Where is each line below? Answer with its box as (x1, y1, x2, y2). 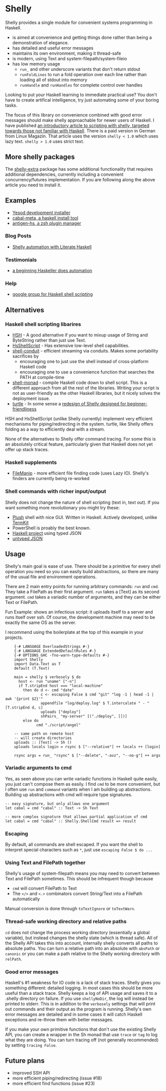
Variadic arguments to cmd (5, 764, 72, 771)
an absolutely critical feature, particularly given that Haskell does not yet (5, 441, 153, 447)
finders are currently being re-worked (12, 476, 90, 482)
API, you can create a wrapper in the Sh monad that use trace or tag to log (5, 1032, 158, 1038)
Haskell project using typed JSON (12, 530, 82, 536)
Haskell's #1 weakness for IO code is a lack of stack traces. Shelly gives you (5, 979, 161, 986)
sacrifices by (12, 353, 39, 359)
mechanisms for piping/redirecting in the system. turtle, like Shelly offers (5, 421, 154, 427)
